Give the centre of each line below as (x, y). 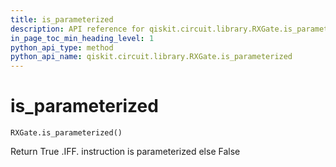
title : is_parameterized (62, 19)
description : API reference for (77, 29)
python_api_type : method (62, 47)
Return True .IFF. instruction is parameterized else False (125, 152)
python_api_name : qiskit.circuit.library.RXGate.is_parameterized (151, 57)
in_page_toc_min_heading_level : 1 (82, 38)
